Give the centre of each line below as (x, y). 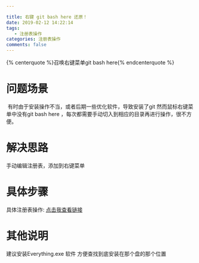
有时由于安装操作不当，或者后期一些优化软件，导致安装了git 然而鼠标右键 (98, 106)
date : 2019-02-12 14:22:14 (40, 22)
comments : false (26, 45)
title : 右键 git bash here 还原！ (47, 17)
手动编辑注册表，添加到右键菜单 (45, 166)
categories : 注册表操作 (33, 39)
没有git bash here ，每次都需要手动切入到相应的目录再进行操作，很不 (102, 114)
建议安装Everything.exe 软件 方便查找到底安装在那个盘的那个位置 (86, 253)
